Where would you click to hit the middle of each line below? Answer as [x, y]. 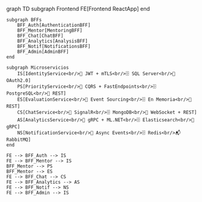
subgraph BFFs [24, 20]
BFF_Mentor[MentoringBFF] [50, 30]
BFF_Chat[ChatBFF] [40, 36]
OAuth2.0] [19, 81]
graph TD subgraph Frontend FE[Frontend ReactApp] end [78, 9]
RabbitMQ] [19, 140]
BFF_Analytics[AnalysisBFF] [52, 41]
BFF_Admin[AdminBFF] [43, 52]
